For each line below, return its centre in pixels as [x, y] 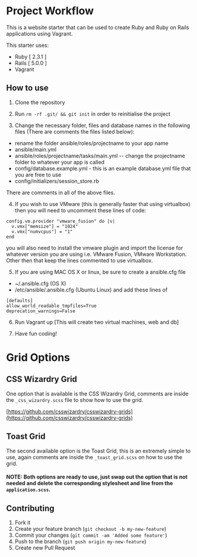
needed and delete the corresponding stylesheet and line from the [90, 483]
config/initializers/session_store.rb [57, 181]
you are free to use [38, 175]
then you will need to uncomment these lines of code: [80, 210]
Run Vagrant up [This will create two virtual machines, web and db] [97, 322]
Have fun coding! [36, 333]
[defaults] [20, 300]
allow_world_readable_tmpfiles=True [51, 306]
